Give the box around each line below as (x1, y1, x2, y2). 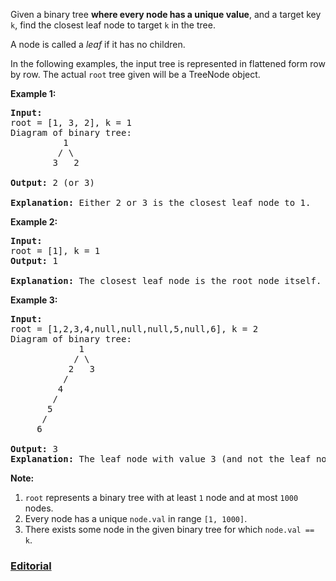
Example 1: (10, 88, 57, 99)
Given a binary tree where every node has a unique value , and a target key (10, 9, 322, 20)
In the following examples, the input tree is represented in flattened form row (10, 58, 326, 69)
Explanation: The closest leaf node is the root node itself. (10, 275, 322, 286)
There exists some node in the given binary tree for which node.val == (24, 524, 315, 535)
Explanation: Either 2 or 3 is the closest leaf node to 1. (10, 197, 312, 208)
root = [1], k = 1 (10, 245, 101, 256)
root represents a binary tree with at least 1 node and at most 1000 (24, 492, 299, 503)
